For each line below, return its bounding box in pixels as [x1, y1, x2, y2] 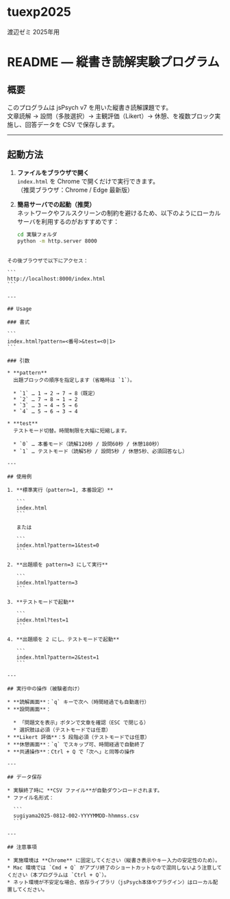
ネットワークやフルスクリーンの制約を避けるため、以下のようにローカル [16, 209, 221, 217]
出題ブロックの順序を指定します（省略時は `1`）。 [13, 376, 136, 383]
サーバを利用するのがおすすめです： [16, 217, 120, 225]
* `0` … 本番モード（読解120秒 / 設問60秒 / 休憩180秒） [13, 440, 163, 447]
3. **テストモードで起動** [7, 598, 75, 605]
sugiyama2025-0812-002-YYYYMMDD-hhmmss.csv [13, 812, 139, 819]
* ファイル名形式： [7, 794, 55, 801]
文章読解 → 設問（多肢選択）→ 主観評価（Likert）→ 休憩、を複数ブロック [7, 111, 215, 120]
